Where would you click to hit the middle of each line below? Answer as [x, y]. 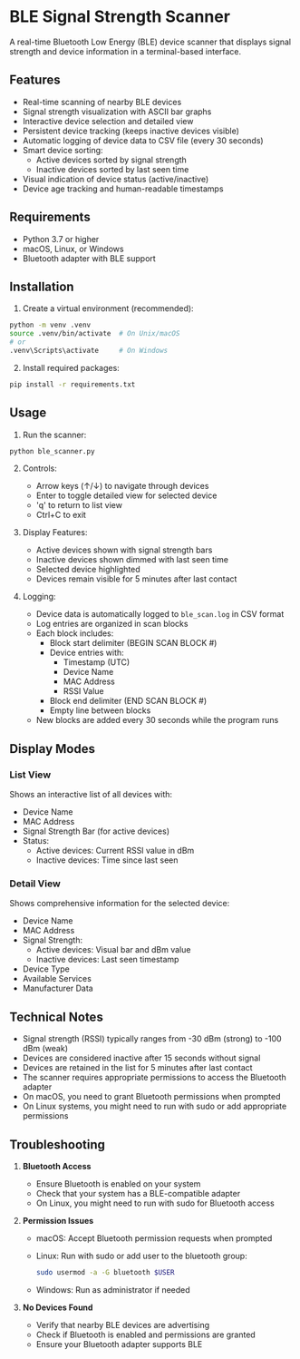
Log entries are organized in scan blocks [112, 624]
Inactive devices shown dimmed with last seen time [132, 560]
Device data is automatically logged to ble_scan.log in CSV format [160, 614]
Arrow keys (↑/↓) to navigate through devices [122, 486]
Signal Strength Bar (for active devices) [96, 831]
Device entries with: [87, 653]
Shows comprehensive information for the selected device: [120, 904]
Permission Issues [58, 1221]
